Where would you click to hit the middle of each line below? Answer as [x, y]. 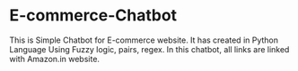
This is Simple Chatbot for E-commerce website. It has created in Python [144, 40]
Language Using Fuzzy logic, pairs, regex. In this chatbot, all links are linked [149, 49]
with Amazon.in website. [55, 59]
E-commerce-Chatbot [93, 16]
